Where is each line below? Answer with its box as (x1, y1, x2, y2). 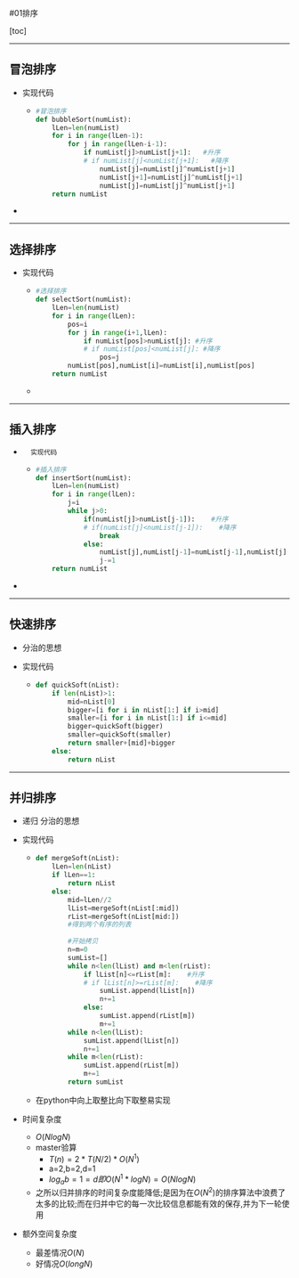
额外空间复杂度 (21, 1228, 77, 1239)
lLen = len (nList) (52, 862, 112, 871)
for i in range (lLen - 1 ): (52, 132, 144, 141)
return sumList (67, 1078, 125, 1087)
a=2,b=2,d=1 (48, 1163, 96, 1174)
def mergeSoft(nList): (35, 854, 120, 863)
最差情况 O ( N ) (35, 1247, 85, 1258)
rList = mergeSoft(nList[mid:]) (67, 912, 180, 921)
